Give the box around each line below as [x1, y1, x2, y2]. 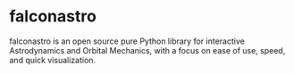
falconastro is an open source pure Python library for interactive [9, 36, 246, 46]
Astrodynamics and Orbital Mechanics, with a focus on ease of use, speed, [9, 45, 286, 55]
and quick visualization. [9, 54, 97, 65]
